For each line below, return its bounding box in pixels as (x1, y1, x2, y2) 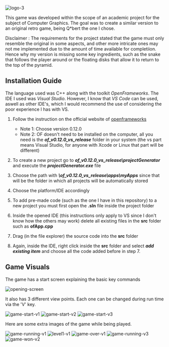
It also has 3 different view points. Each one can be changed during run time (5, 296, 164, 302)
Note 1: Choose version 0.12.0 (20, 125, 82, 132)
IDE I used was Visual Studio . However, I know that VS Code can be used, (5, 95, 159, 101)
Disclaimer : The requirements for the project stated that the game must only (5, 35, 164, 41)
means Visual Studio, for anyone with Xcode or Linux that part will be (20, 142, 164, 148)
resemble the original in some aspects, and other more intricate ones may (5, 40, 158, 47)
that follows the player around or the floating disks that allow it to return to (5, 57, 159, 63)
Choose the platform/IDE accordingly (12, 187, 90, 193)
